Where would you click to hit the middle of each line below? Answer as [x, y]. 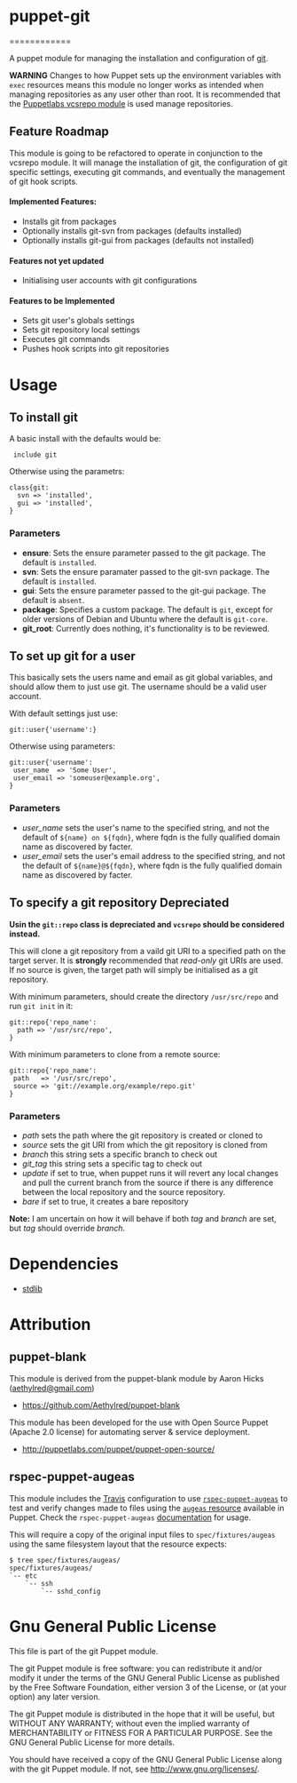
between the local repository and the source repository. [124, 1191]
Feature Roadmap [59, 132]
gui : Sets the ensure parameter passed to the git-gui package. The [144, 590]
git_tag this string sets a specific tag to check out [112, 1163]
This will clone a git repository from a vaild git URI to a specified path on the [148, 951]
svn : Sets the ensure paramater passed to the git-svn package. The [146, 571]
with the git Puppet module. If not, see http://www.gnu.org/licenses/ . [134, 1769]
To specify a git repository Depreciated [119, 903]
